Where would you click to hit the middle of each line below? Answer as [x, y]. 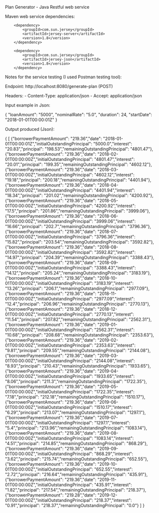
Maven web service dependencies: [40, 16]
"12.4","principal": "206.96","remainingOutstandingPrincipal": [66, 304]
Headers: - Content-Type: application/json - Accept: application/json [73, 96]
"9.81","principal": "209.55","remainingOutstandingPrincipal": [66, 350]
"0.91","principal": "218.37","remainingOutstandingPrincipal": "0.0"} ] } [75, 505]
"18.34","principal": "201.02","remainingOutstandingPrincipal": [67, 195]
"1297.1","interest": [112, 423]
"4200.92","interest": [115, 206]
